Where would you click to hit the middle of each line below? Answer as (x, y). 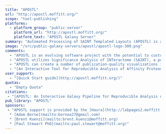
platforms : (16, 23)
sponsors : (15, 106)
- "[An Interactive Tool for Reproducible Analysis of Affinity (77, 69)
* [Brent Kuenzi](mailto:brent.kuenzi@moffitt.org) (64, 119)
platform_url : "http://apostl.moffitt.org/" (61, 32)
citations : (16, 92)
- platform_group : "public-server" (46, 28)
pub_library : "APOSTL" (28, 101)
